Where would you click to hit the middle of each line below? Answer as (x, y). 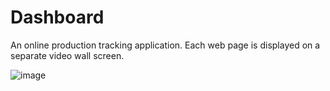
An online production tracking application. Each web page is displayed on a (165, 45)
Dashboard (57, 17)
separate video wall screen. (67, 55)
